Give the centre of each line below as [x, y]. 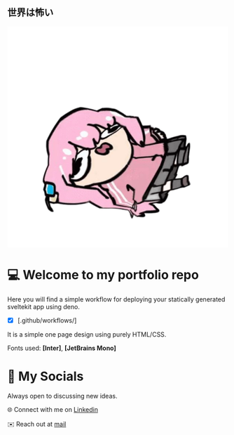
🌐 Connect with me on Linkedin [53, 409]
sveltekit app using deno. [44, 306]
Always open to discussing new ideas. [62, 396]
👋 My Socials [46, 376]
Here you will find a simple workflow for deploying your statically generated [116, 299]
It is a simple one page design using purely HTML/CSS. [87, 334]
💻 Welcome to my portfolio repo [103, 275]
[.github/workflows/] [47, 320]
